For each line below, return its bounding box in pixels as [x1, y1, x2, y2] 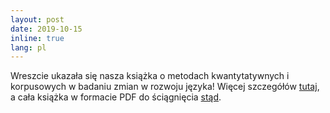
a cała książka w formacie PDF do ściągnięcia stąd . [10, 91, 222, 103]
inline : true [10, 33, 65, 43]
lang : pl [10, 42, 47, 53]
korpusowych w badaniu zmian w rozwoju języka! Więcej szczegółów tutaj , [10, 81, 320, 93]
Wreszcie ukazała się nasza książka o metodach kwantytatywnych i [10, 70, 290, 82]
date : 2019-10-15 [10, 24, 83, 34]
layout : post [10, 14, 65, 25]
